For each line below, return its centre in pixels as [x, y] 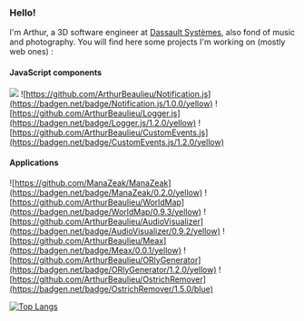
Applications [34, 163]
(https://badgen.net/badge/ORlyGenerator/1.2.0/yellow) [113, 269]
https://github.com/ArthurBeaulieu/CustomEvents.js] [110, 132]
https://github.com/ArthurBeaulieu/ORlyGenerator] [107, 259]
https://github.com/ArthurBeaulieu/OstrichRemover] [109, 279]
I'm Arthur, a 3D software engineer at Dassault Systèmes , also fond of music [152, 33]
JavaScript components [56, 72]
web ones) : [32, 52]
